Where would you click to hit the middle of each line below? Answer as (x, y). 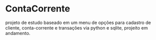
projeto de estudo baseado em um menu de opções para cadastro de (78, 22)
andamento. (18, 33)
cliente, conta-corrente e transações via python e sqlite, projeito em (76, 27)
